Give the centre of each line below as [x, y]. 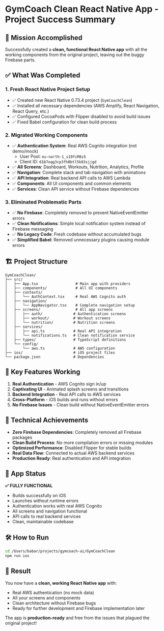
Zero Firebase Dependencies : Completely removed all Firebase [77, 432]
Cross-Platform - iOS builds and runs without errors [65, 399]
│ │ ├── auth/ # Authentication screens [66, 314]
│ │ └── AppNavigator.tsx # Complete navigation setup [70, 305]
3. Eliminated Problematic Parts [43, 202]
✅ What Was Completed [43, 75]
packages [22, 437]
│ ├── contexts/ [24, 293]
